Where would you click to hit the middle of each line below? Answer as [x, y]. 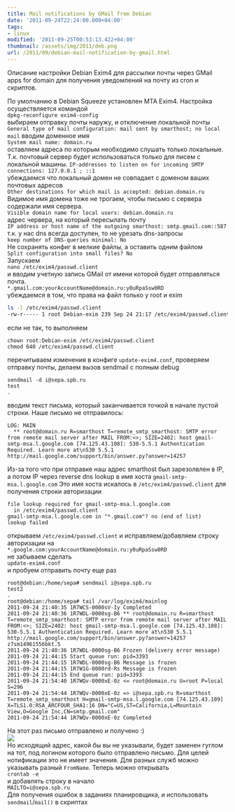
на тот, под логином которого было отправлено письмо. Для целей [108, 752]
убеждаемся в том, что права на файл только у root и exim [95, 295]
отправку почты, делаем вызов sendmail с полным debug [93, 367]
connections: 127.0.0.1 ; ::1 [51, 171]
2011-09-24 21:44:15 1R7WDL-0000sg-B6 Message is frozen [92, 662]
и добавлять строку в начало [51, 780]
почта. [17, 281]
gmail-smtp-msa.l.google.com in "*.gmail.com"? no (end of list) [104, 516]
